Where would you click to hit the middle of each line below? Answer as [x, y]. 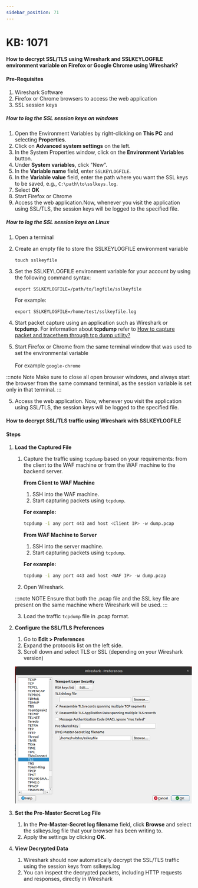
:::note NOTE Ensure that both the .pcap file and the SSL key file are [97, 599]
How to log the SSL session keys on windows [62, 118]
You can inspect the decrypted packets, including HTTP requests [103, 872]
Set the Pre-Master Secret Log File [58, 813]
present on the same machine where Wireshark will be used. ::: [91, 605]
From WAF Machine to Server [60, 535]
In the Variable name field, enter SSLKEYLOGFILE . [73, 171]
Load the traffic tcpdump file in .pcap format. [76, 616]
